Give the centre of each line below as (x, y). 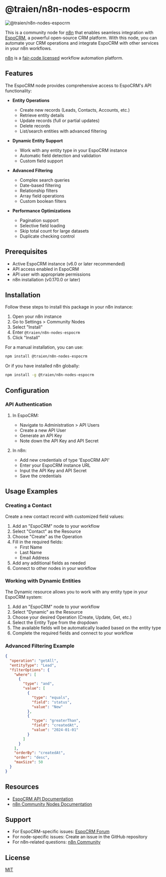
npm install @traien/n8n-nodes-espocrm (46, 356)
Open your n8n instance (37, 316)
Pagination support (39, 220)
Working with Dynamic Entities (43, 581)
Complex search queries (45, 180)
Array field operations (42, 196)
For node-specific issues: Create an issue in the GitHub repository (80, 837)
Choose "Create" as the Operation (47, 536)
